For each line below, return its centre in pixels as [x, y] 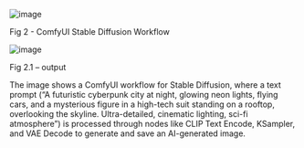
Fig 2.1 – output [38, 67]
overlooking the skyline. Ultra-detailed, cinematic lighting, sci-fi [129, 114]
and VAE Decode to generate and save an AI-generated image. [128, 133]
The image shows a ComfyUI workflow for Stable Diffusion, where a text [145, 85]
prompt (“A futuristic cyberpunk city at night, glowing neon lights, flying [144, 95]
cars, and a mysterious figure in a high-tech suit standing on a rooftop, [142, 104]
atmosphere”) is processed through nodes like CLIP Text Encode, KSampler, [152, 124]
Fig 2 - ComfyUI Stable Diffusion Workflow [90, 32]
